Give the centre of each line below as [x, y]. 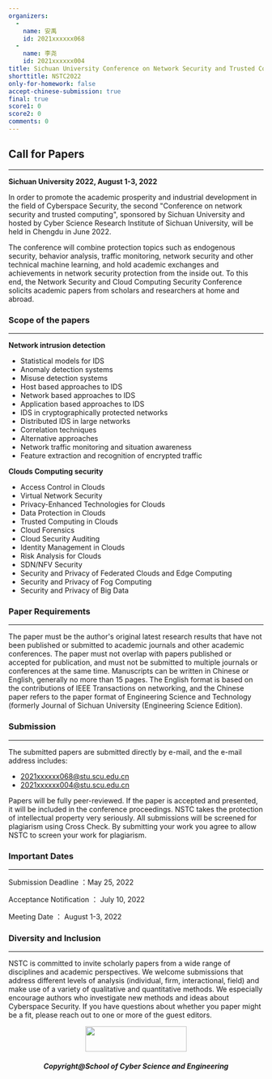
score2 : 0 [25, 114]
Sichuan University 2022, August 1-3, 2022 [83, 181]
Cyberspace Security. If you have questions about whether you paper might [135, 1007]
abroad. [21, 299]
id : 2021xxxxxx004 [54, 62]
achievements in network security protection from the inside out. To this [128, 273]
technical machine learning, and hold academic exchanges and [114, 264]
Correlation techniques [58, 430]
